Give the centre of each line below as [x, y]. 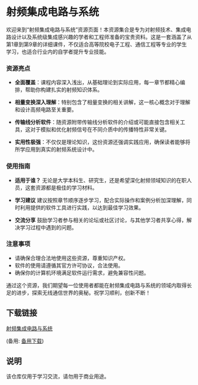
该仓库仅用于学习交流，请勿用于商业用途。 [58, 376]
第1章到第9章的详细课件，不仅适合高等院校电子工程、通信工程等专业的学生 [97, 44]
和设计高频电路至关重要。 [46, 110]
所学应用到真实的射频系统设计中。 [56, 149]
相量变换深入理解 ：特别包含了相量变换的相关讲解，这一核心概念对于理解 [102, 102]
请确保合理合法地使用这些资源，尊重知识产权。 [71, 258]
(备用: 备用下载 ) [25, 341]
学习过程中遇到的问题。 [48, 227]
